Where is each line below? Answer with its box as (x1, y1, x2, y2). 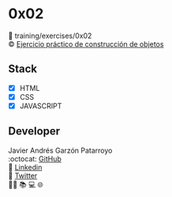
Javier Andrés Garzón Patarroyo (8, 146, 113, 155)
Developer (8, 124, 61, 138)
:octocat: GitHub (8, 153, 62, 163)
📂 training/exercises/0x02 (8, 31, 92, 40)
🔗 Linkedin (8, 162, 43, 172)
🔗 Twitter (8, 171, 38, 180)
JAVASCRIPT (19, 100, 62, 111)
